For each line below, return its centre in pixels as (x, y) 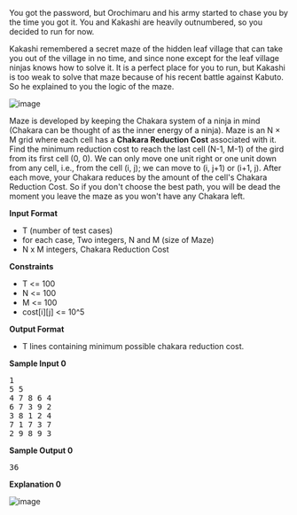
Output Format (37, 329)
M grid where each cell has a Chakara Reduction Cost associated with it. (143, 140)
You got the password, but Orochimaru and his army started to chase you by (148, 13)
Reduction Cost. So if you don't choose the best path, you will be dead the (145, 187)
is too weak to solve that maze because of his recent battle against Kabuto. (146, 77)
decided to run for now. (52, 31)
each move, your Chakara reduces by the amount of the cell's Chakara (138, 177)
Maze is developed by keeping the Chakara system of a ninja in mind (135, 121)
